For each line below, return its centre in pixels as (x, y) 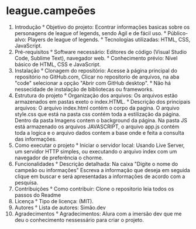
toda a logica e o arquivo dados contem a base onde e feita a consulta (99, 132)
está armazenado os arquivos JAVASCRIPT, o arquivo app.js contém (97, 127)
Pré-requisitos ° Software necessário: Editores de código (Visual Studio (101, 52)
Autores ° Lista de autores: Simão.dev (60, 207)
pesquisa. (26, 182)
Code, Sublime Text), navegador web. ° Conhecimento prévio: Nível (96, 58)
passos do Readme (38, 195)
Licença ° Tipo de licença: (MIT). (54, 201)
